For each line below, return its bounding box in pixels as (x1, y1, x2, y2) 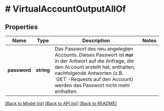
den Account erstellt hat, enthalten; (54, 64, 135, 70)
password (7, 67, 31, 74)
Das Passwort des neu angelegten (54, 45, 133, 52)
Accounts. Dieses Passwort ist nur (54, 52, 134, 58)
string (36, 67, 50, 74)
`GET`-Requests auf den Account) (54, 76, 134, 82)
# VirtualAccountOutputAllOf (5, 3, 126, 15)
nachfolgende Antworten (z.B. (54, 70, 123, 76)
